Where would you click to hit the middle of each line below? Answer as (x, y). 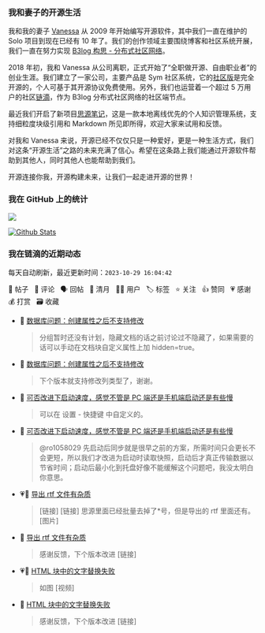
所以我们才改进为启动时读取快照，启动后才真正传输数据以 (160, 457)
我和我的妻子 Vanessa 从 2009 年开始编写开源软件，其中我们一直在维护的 (128, 31)
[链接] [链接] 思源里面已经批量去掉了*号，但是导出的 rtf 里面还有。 (147, 511)
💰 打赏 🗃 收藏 (34, 301)
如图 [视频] (57, 587)
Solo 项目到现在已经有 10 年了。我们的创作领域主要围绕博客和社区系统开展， (132, 41)
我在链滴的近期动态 (45, 254)
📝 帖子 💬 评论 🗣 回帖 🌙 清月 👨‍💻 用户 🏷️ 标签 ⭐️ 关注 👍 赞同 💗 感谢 (130, 289)
